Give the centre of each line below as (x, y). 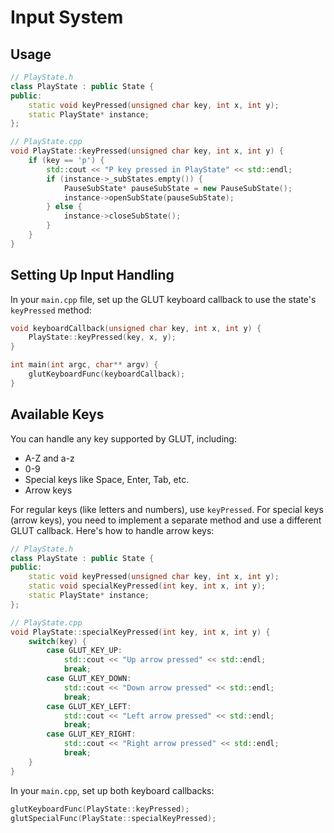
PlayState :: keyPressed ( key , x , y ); (102, 337)
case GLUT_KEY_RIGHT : (91, 734)
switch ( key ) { (57, 641)
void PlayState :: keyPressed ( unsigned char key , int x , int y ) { (147, 151)
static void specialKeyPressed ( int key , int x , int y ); (147, 586)
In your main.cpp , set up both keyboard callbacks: (112, 790)
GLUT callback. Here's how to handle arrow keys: (112, 530)
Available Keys (57, 414)
